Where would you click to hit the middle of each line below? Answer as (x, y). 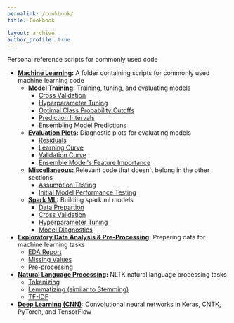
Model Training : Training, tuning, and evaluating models (109, 88)
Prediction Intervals (66, 118)
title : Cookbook (31, 20)
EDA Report (45, 252)
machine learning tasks (51, 245)
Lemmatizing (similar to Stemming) (78, 289)
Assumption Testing (67, 185)
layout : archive (31, 33)
